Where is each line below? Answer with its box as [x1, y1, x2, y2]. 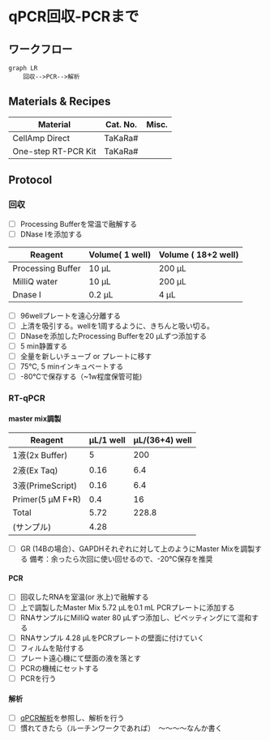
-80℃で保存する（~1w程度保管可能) [19, 372, 143, 381]
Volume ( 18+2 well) [158, 249, 239, 260]
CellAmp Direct [12, 132, 71, 143]
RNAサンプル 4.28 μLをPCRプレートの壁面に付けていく [19, 633, 205, 643]
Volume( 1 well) [88, 249, 152, 260]
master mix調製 [8, 413, 62, 423]
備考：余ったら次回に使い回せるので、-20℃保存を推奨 [29, 554, 213, 564]
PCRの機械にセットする [19, 663, 99, 673]
